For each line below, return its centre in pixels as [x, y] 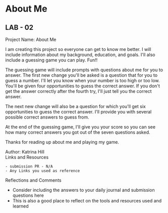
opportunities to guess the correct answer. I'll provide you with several [78, 112]
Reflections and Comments [33, 180]
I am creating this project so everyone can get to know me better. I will [78, 49]
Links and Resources [27, 157]
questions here [28, 195]
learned [20, 206]
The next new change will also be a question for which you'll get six [76, 106]
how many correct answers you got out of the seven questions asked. [78, 132]
